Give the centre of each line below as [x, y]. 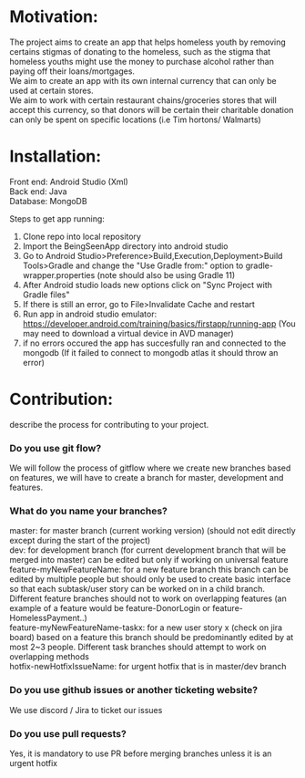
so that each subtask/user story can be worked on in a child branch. [137, 589]
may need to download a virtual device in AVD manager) [128, 333]
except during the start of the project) [80, 541]
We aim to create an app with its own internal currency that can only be [143, 80]
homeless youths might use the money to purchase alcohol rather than [142, 61]
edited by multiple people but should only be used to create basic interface [150, 579]
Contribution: [61, 399]
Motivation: [54, 17]
